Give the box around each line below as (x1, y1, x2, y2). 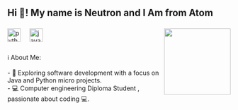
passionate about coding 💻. (7, 94, 90, 103)
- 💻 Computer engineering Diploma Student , (7, 84, 140, 92)
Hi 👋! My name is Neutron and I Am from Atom (7, 7, 214, 19)
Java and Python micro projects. (7, 76, 102, 85)
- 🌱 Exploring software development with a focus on (7, 68, 159, 78)
